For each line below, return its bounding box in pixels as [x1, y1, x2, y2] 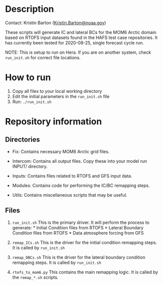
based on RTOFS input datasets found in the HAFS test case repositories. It [5, 35, 158, 40]
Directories [5, 136, 40, 144]
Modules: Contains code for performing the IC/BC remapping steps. [12, 182, 150, 188]
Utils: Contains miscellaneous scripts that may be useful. [12, 192, 128, 198]
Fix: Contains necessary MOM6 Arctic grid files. [12, 148, 110, 154]
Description [5, 3, 54, 15]
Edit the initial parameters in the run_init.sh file [12, 93, 110, 99]
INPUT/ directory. [12, 163, 48, 169]
